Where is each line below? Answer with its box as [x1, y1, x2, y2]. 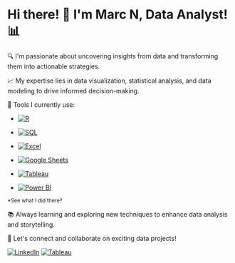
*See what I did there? [7, 197, 63, 204]
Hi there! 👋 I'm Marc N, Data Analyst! [7, 6, 228, 23]
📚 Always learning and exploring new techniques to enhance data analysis [7, 210, 228, 218]
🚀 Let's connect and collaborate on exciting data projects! [7, 234, 177, 242]
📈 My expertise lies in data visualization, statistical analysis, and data [7, 76, 211, 85]
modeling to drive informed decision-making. [7, 86, 140, 95]
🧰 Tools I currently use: [7, 100, 75, 109]
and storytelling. [7, 220, 56, 229]
